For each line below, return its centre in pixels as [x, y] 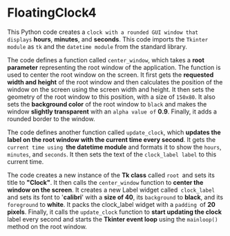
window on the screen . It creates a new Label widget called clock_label [111, 190]
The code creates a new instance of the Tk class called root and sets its [111, 175]
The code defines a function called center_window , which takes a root [106, 60]
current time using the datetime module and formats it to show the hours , [115, 147]
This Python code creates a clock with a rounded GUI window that [103, 32]
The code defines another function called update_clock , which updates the [114, 132]
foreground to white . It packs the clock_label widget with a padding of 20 [111, 204]
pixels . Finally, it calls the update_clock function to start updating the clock [115, 212]
